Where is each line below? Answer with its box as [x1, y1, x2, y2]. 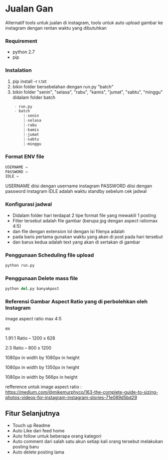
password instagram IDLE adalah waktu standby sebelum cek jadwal [5, 188, 147, 194]
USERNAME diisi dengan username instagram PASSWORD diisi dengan [5, 183, 152, 189]
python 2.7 [12, 49, 35, 55]
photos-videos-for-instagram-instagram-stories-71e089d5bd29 [5, 395, 137, 401]
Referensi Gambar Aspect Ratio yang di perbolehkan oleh [5, 298, 148, 305]
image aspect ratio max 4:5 [5, 316, 62, 322]
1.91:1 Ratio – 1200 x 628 [5, 335, 56, 341]
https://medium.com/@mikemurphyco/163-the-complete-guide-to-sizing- [5, 389, 158, 395]
